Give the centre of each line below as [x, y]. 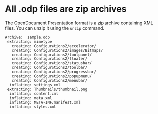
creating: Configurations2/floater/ [50, 59]
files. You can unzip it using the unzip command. [55, 28]
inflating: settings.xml [35, 85]
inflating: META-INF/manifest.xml [45, 102]
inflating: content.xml [34, 93]
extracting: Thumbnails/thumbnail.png [47, 89]
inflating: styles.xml [33, 107]
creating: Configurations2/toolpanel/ [52, 55]
